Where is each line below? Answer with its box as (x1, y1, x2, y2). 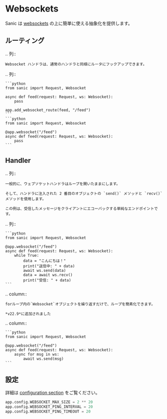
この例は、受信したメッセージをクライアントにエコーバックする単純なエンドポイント (5, 206, 154, 211)
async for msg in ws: (14, 352, 59, 357)
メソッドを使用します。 (5, 196, 46, 201)
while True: (14, 253, 39, 258)
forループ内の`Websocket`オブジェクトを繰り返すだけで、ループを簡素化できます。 (5, 301, 155, 306)
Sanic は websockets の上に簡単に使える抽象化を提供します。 (5, 20, 133, 26)
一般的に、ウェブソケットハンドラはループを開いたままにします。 (5, 181, 120, 186)
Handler (5, 156, 31, 165)
